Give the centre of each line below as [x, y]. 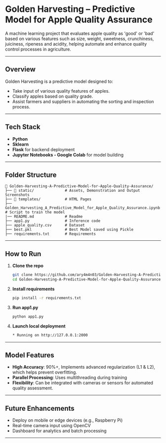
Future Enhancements [40, 408]
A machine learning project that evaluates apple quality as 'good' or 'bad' [80, 33]
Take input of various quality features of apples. [61, 91]
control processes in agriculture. [38, 49]
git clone [22, 275]
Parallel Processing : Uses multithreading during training [70, 378]
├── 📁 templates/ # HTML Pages [48, 199]
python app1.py [28, 316]
